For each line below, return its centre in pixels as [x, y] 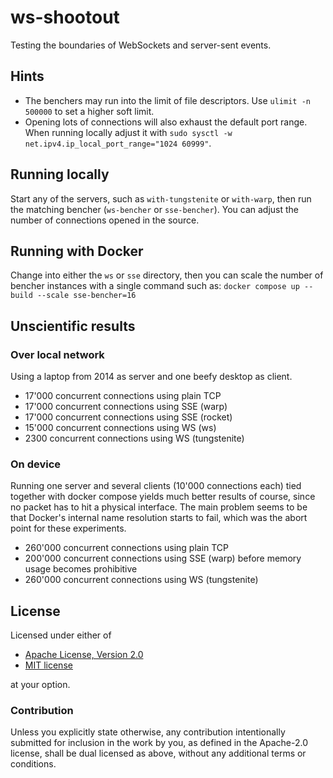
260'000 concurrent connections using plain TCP [127, 548]
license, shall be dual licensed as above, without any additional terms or [158, 753]
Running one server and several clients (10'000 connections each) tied [156, 486]
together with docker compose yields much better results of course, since [163, 497]
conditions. [33, 764]
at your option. [40, 685]
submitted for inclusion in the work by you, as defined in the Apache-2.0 [159, 743]
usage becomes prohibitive [81, 569]
